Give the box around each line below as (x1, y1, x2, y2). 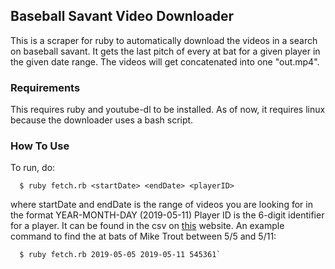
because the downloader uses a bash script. (10, 114, 194, 126)
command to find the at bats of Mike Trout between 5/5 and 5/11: (10, 230, 277, 243)
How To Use (10, 139, 70, 153)
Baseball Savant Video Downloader (10, 8, 235, 25)
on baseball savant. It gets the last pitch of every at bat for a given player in (10, 45, 321, 57)
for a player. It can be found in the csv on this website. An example (10, 220, 285, 232)
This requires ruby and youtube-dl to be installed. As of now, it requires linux (10, 104, 326, 116)
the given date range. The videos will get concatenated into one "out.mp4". (10, 55, 320, 68)
